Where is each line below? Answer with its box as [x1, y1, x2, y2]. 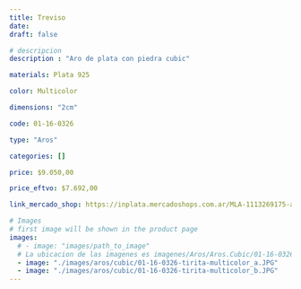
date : [9, 22, 30, 31]
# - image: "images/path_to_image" [17, 241, 150, 250]
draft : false [9, 30, 58, 39]
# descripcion [9, 46, 63, 55]
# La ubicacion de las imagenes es [17, 250, 150, 258]
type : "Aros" [9, 136, 58, 144]
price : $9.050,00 [9, 168, 74, 177]
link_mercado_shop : [9, 200, 82, 209]
